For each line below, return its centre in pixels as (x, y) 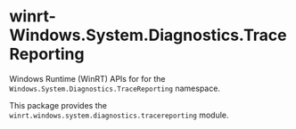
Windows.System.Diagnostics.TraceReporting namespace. (115, 88)
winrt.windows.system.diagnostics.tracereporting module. (119, 115)
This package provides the (58, 105)
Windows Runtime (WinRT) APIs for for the (87, 78)
